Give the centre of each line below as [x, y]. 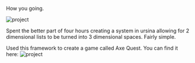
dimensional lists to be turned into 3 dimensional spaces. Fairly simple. [91, 37]
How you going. [25, 8]
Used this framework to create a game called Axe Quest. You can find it [92, 48]
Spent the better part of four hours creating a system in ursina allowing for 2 [98, 31]
